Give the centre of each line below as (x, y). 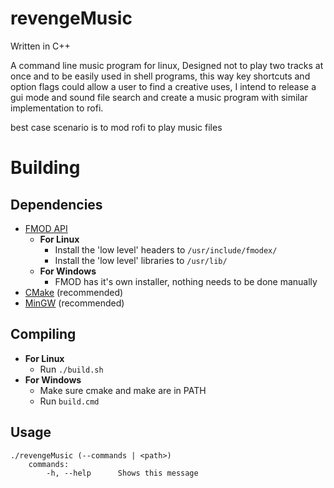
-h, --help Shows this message (122, 473)
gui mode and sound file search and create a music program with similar (159, 97)
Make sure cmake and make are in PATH (123, 390)
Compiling (43, 334)
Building (45, 168)
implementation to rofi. (57, 108)
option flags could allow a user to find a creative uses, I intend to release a (163, 86)
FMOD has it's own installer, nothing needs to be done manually (186, 281)
